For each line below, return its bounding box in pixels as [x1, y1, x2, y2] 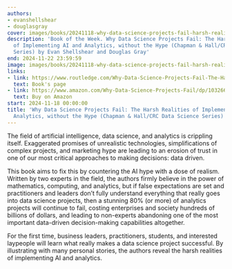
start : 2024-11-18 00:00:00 [7, 100, 88, 107]
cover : [7, 29, 26, 37]
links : [7, 68, 26, 74]
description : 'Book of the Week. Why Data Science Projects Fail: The [7, 36, 215, 43]
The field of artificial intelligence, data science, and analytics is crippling [7, 132, 213, 140]
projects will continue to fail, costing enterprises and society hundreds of [7, 203, 215, 212]
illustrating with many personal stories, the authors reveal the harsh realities [7, 246, 223, 255]
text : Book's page [13, 81, 67, 88]
